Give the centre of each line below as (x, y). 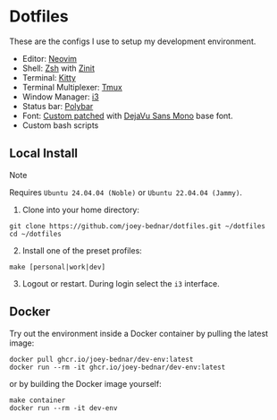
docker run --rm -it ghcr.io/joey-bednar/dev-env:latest (118, 367)
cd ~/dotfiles (36, 234)
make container (38, 400)
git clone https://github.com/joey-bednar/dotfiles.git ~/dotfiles (138, 226)
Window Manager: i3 (61, 97)
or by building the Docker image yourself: (86, 383)
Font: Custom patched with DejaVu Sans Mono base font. (128, 116)
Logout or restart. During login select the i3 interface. (121, 283)
